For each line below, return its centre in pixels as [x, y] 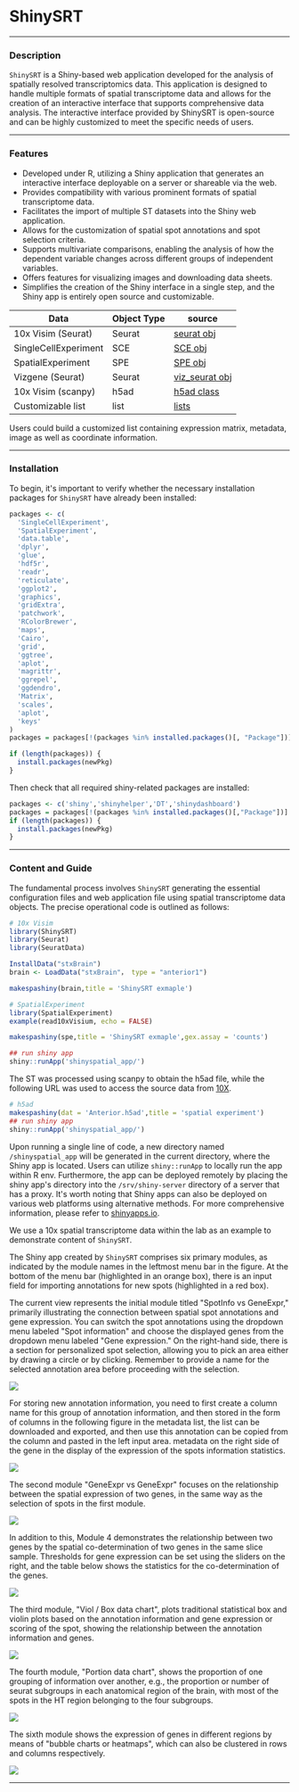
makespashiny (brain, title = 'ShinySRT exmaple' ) [101, 988]
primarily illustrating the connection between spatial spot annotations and [144, 1312]
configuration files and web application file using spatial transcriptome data [148, 897]
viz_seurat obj [202, 376]
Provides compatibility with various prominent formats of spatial [139, 192]
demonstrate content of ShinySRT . [71, 1239]
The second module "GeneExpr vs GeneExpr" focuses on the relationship [144, 1484]
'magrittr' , [40, 672]
